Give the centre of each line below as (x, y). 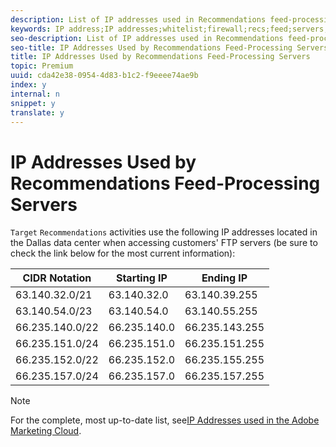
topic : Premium (42, 66)
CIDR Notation (57, 278)
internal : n (35, 94)
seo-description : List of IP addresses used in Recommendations (147, 38)
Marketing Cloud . (46, 431)
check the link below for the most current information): (123, 253)
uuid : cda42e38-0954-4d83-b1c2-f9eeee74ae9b (104, 76)
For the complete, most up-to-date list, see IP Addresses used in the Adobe (165, 420)
